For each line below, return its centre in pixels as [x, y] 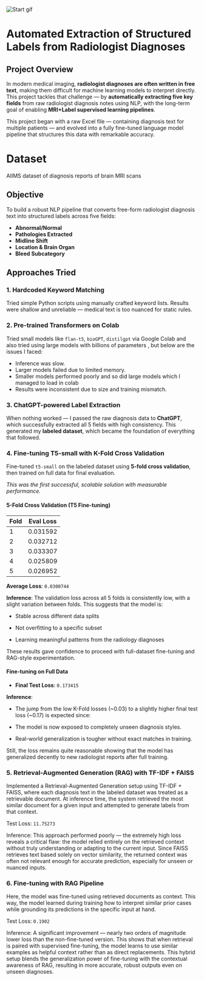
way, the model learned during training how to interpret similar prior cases [99, 903]
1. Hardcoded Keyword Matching [56, 290]
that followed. [23, 438]
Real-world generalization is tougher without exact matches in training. [104, 738]
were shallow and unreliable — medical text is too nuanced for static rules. [99, 309]
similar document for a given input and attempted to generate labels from [98, 805]
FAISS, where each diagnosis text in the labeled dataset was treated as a [97, 793]
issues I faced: [25, 351]
